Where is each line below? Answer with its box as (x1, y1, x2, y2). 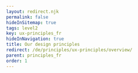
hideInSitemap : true (6, 19, 57, 25)
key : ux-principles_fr (6, 31, 62, 36)
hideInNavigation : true (6, 36, 65, 42)
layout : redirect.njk (6, 8, 59, 15)
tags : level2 (6, 25, 38, 31)
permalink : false (6, 14, 49, 20)
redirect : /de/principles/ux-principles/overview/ (6, 47, 133, 53)
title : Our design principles (6, 42, 80, 48)
